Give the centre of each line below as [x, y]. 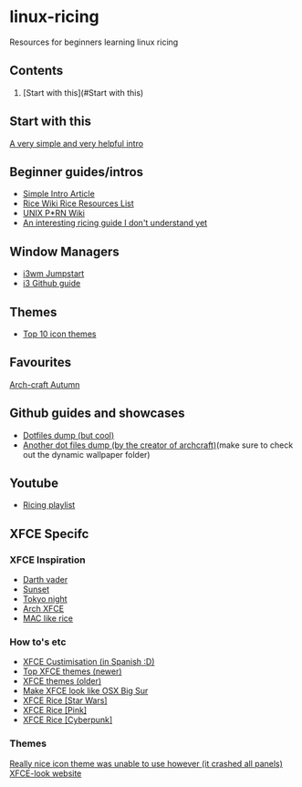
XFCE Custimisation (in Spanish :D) [89, 662]
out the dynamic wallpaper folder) [86, 454]
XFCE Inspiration [47, 560]
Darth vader [45, 580]
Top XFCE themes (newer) [72, 671]
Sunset [36, 589]
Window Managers [65, 251]
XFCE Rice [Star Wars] [65, 700]
